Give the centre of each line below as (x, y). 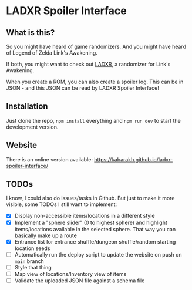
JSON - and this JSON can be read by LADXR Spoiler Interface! (83, 88)
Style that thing (33, 267)
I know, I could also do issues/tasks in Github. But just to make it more (90, 198)
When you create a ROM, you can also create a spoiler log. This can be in (95, 82)
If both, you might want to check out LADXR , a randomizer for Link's (88, 64)
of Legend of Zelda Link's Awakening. (52, 53)
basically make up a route (46, 235)
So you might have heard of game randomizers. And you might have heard (96, 46)
